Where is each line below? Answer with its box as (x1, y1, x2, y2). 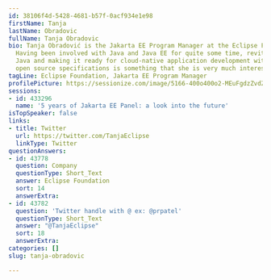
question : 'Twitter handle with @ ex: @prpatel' (15, 207, 182, 215)
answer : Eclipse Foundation (15, 177, 110, 186)
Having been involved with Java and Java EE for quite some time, (15, 49, 244, 57)
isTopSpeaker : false (8, 110, 78, 118)
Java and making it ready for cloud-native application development (15, 57, 251, 65)
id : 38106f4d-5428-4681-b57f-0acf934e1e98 (8, 11, 153, 20)
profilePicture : (8, 79, 63, 87)
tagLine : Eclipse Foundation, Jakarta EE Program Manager (8, 72, 207, 80)
